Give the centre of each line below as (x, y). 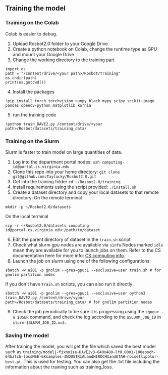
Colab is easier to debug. (31, 34)
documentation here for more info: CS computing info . (69, 256)
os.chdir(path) (21, 78)
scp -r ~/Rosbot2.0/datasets (36, 225)
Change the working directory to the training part (64, 60)
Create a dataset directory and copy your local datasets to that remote (86, 192)
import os (16, 69)
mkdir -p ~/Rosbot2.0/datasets (38, 207)
